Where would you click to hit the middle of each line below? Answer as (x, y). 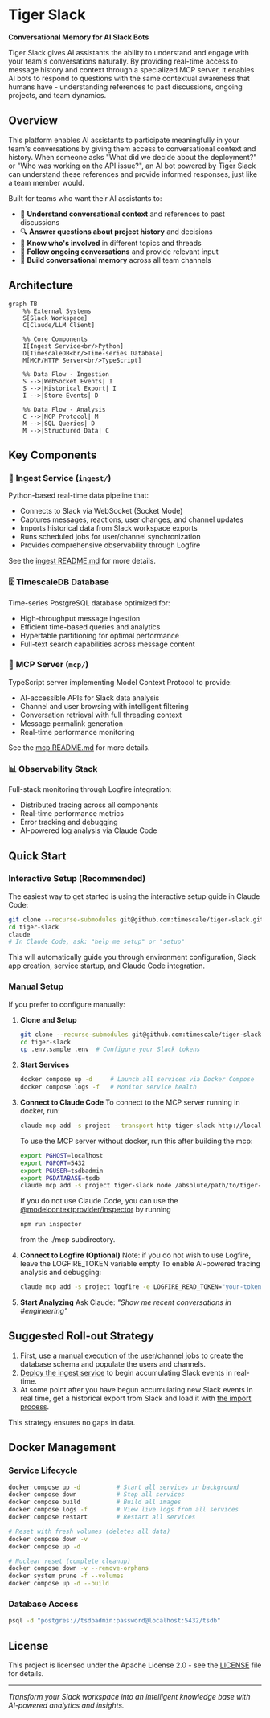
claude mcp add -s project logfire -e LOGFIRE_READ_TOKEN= (121, 1287)
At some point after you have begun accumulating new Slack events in (136, 1389)
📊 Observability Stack (53, 769)
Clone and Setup (49, 1019)
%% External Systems (57, 311)
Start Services (45, 1065)
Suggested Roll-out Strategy (81, 1336)
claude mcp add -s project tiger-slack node (96, 1186)
